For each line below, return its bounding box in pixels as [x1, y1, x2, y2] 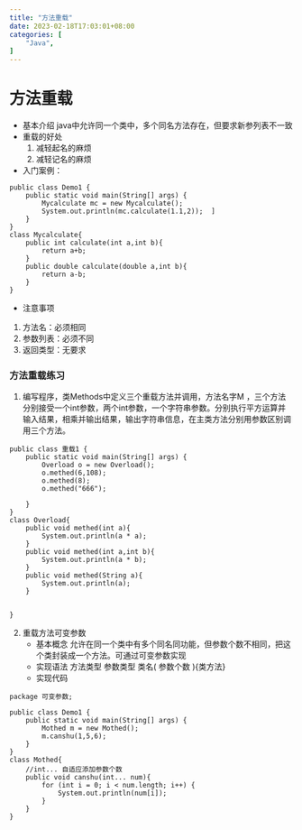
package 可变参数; [9, 692, 73, 702]
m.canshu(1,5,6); [41, 732, 106, 741]
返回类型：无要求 [22, 345, 87, 355]
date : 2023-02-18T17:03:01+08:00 [9, 22, 135, 31]
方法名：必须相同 [22, 322, 87, 333]
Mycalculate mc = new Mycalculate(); [41, 199, 183, 208]
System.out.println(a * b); [41, 556, 147, 565]
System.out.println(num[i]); [57, 788, 168, 798]
